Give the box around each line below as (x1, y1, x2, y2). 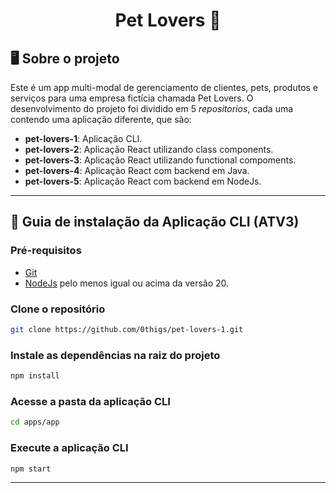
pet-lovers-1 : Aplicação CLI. (24, 133, 143, 144)
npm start (10, 464, 52, 474)
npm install (10, 371, 60, 381)
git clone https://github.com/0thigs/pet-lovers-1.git (10, 324, 244, 334)
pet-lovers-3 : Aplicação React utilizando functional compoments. (24, 154, 297, 166)
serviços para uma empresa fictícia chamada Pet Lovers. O (10, 92, 254, 104)
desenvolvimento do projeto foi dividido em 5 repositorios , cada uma (10, 103, 294, 114)
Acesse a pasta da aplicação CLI (10, 394, 171, 408)
